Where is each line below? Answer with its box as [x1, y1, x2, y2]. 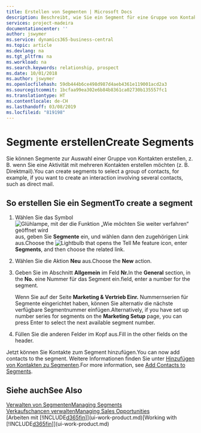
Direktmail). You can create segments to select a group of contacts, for [6, 168, 179, 175]
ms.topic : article [6, 43, 52, 49]
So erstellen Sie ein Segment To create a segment [6, 198, 193, 208]
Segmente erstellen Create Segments [6, 135, 194, 149]
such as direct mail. [6, 181, 54, 188]
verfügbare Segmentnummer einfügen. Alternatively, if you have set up [14, 306, 189, 313]
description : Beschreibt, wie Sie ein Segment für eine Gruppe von [6, 14, 178, 20]
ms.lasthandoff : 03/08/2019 [6, 103, 77, 110]
